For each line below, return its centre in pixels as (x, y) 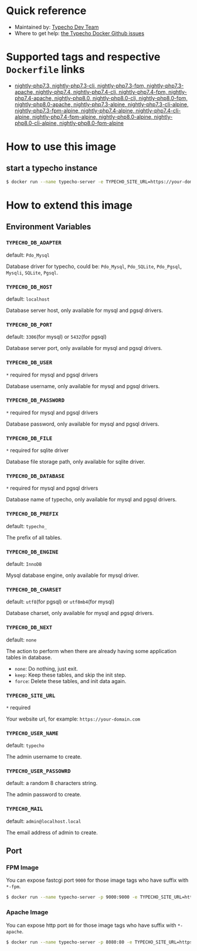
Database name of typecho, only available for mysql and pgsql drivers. (91, 500)
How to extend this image (69, 205)
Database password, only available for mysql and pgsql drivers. (83, 424)
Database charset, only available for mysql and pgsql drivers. (80, 613)
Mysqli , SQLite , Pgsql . (32, 272)
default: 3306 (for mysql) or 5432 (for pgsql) (56, 337)
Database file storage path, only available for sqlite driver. (76, 462)
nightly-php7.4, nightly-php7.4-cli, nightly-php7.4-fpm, (101, 91)
